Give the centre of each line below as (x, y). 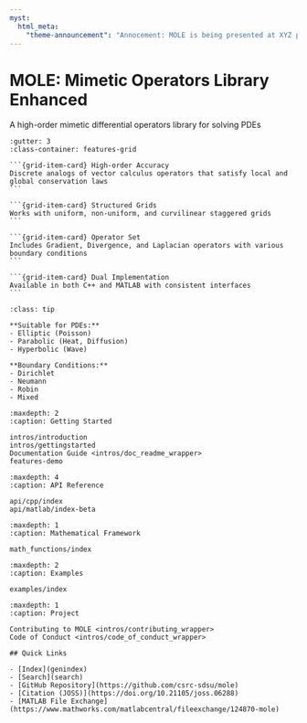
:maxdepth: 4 (34, 478)
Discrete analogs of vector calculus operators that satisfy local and (148, 174)
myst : (20, 18)
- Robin (24, 389)
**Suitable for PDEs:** (55, 325)
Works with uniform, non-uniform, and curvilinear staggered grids (141, 214)
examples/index (38, 590)
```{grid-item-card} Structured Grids (83, 206)
